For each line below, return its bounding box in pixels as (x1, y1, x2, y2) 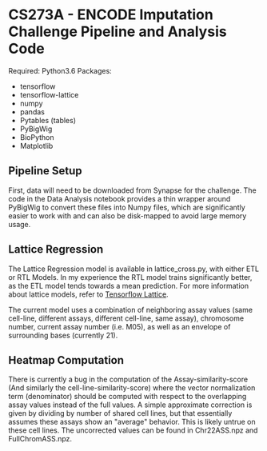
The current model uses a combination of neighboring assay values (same (8, 305, 253, 314)
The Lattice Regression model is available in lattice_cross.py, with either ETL (8, 264, 260, 273)
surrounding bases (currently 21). (8, 330, 118, 340)
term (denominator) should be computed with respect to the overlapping (8, 392, 247, 401)
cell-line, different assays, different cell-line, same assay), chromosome (8, 313, 245, 323)
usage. (8, 219, 31, 229)
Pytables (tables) (19, 115, 77, 125)
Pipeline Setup (8, 164, 82, 178)
